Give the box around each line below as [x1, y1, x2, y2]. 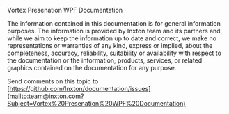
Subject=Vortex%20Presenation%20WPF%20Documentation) [7, 99, 186, 107]
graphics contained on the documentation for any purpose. [7, 64, 177, 72]
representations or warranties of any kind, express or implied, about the [7, 42, 213, 49]
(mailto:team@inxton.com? [7, 92, 85, 100]
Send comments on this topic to [7, 77, 99, 85]
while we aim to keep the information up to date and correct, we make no [7, 34, 217, 42]
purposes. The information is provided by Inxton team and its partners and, [7, 27, 223, 35]
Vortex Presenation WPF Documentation [7, 6, 123, 14]
